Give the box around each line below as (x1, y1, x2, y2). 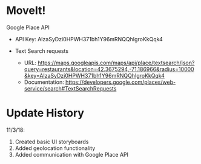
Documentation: (24, 78, 65, 86)
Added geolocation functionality (15, 144, 96, 152)
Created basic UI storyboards (15, 138, 89, 145)
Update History (6, 106, 85, 120)
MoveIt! (6, 4, 46, 18)
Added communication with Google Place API (15, 151, 129, 158)
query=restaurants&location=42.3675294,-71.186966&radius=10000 (24, 65, 195, 73)
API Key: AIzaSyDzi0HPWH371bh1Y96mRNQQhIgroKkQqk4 (15, 35, 163, 43)
